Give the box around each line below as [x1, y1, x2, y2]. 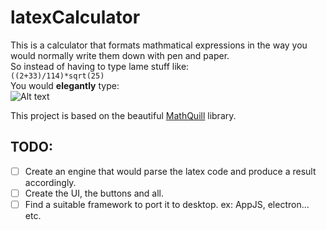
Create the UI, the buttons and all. [24, 187, 164, 199]
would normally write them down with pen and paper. [10, 49, 230, 61]
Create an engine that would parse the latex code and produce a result [24, 165, 317, 177]
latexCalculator [10, 6, 141, 29]
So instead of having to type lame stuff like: [10, 60, 190, 72]
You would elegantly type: [10, 79, 120, 91]
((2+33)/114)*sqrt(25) [10, 71, 105, 81]
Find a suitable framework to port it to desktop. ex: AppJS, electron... [24, 198, 310, 210]
